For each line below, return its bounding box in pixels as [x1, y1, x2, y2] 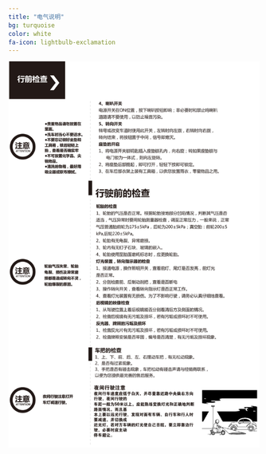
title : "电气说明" [8, 13, 65, 21]
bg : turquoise [8, 21, 56, 30]
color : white [8, 30, 52, 38]
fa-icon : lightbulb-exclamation [8, 38, 115, 46]
